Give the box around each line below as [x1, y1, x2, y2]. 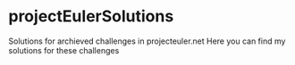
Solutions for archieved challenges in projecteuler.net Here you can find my [8, 36, 286, 46]
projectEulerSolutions [8, 6, 174, 27]
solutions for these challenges [8, 45, 120, 55]
